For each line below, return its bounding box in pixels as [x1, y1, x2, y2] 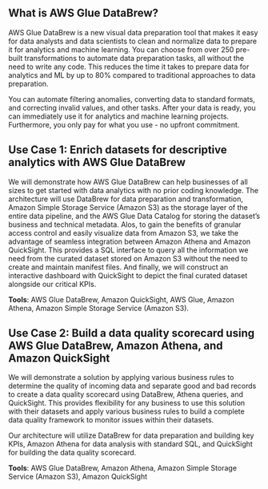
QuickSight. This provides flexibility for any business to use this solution [8, 398, 246, 408]
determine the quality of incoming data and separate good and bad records [8, 381, 257, 391]
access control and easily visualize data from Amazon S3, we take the [8, 228, 238, 237]
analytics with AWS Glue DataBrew [8, 156, 186, 169]
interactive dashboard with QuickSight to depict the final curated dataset [8, 270, 248, 280]
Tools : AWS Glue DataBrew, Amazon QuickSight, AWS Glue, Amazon [8, 294, 234, 304]
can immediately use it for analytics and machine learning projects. [8, 111, 230, 121]
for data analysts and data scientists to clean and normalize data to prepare [8, 36, 258, 46]
